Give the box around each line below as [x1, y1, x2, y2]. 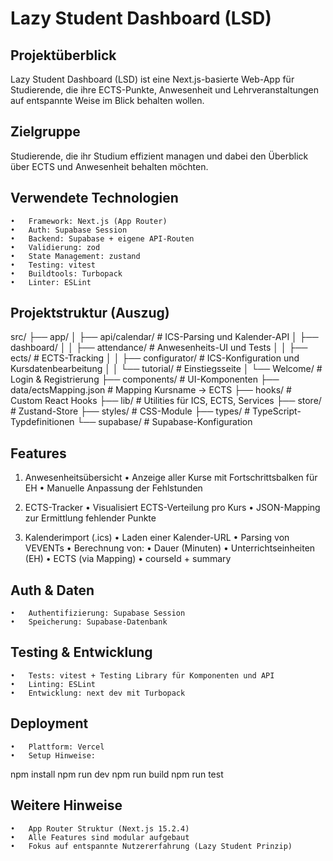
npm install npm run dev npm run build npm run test [10, 768, 224, 780]
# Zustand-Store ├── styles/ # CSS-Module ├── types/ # [10, 405, 251, 417]
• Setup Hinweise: [10, 750, 97, 761]
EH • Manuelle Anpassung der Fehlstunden [24, 482, 203, 494]
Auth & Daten [10, 582, 95, 599]
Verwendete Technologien [10, 190, 179, 207]
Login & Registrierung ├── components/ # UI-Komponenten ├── [10, 373, 280, 386]
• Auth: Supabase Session [10, 225, 128, 235]
